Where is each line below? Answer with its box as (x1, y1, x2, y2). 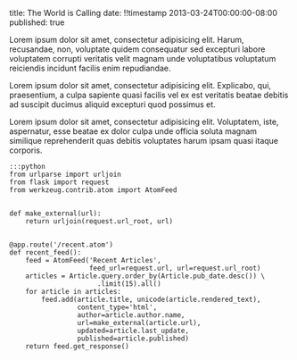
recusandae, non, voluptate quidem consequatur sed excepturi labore (9, 44, 266, 54)
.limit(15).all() (96, 280, 162, 289)
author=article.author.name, (77, 311, 186, 320)
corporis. (9, 145, 43, 155)
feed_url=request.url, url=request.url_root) (88, 264, 261, 272)
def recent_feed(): (9, 248, 82, 257)
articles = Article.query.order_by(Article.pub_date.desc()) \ (25, 272, 266, 280)
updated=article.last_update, (77, 326, 190, 335)
